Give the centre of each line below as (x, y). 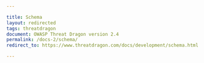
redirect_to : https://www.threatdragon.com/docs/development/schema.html (103, 45)
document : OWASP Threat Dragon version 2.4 (63, 34)
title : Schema (25, 17)
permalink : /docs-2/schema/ (42, 40)
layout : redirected (31, 23)
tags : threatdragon (31, 28)
